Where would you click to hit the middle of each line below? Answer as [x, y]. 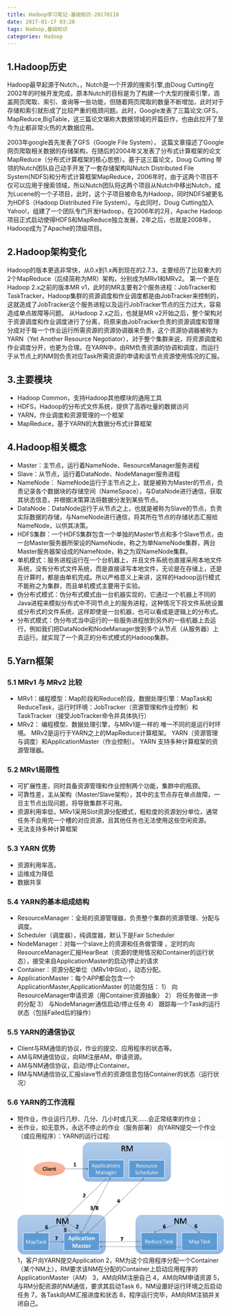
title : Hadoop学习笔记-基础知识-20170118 [63, 14]
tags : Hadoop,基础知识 [37, 29]
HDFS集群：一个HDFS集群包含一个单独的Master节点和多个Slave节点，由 [120, 534]
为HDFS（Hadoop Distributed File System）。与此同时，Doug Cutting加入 [111, 202]
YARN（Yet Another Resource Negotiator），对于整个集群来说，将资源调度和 [115, 339]
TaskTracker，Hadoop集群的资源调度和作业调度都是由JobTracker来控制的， [115, 295]
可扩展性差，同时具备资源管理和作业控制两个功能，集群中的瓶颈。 [110, 786]
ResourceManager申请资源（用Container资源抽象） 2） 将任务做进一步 [118, 995]
